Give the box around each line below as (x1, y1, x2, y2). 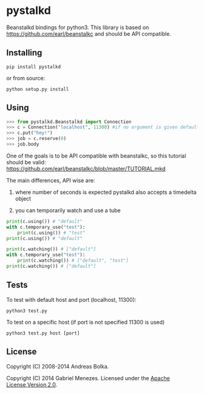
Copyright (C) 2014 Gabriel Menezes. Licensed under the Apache (6, 374, 170, 382)
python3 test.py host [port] (6, 330, 80, 336)
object (15, 195, 32, 202)
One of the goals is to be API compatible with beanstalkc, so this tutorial (6, 152, 186, 159)
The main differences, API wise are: (6, 176, 95, 184)
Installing (6, 48, 42, 58)
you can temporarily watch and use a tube (15, 207, 121, 214)
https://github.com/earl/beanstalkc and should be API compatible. (6, 30, 171, 37)
